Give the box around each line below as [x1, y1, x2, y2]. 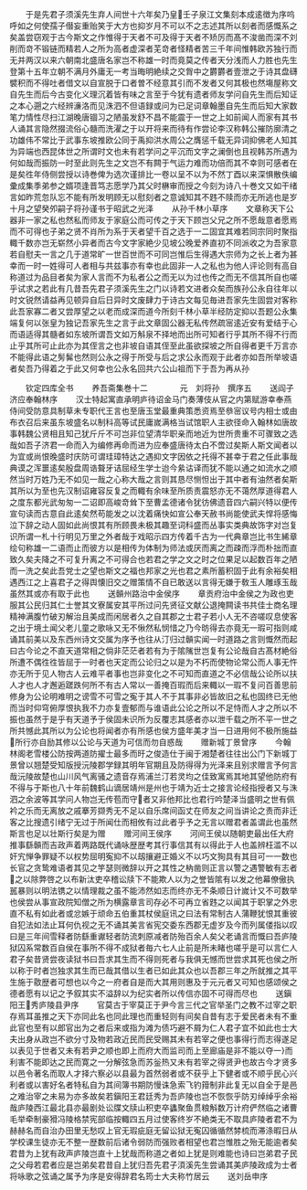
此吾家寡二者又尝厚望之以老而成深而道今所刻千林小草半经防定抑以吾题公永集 [9, 306, 298, 316]
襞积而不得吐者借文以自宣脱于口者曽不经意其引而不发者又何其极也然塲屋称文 [9, 78, 298, 88]
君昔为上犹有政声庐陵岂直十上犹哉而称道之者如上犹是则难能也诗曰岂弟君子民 [9, 1148, 298, 1159]
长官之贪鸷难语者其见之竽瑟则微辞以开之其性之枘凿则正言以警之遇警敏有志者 [9, 863, 298, 873]
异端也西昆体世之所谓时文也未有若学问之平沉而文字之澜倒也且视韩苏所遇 [16, 146, 290, 156]
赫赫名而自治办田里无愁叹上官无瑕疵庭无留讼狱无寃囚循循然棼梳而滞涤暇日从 [9, 1125, 298, 1136]
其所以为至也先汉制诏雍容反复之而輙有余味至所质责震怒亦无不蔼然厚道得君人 [9, 485, 298, 496]
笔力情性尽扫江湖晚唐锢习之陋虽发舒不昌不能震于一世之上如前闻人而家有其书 [9, 112, 298, 122]
